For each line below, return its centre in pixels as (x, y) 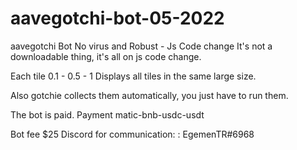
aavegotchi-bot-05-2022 (117, 18)
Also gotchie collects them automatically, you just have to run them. (149, 95)
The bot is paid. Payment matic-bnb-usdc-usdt (107, 114)
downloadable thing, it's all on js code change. (106, 56)
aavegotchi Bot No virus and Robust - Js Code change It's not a (141, 46)
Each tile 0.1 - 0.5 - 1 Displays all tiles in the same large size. (133, 76)
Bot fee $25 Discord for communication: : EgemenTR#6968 (132, 134)
